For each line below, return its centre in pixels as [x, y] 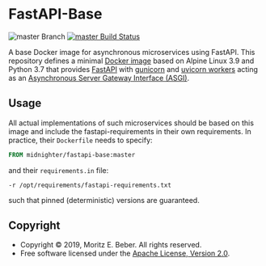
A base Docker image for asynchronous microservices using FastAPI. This [132, 52]
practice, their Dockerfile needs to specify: [80, 140]
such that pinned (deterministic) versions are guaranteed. [104, 200]
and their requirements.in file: [59, 170]
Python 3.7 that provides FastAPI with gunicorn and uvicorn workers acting [133, 69]
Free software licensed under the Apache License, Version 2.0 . [125, 253]
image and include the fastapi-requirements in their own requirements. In [130, 131]
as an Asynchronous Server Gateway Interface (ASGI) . [99, 78]
